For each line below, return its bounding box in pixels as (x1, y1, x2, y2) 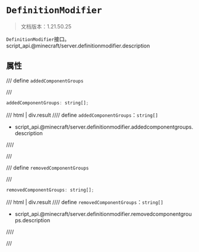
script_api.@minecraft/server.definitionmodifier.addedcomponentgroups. (14, 123, 194, 130)
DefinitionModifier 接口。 (6, 35, 70, 43)
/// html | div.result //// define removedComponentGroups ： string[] (6, 198, 163, 206)
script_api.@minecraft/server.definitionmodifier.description (6, 42, 150, 49)
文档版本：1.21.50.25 (20, 23, 72, 30)
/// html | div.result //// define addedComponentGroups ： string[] (6, 111, 159, 119)
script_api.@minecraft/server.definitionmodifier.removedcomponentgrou (14, 210, 192, 218)
